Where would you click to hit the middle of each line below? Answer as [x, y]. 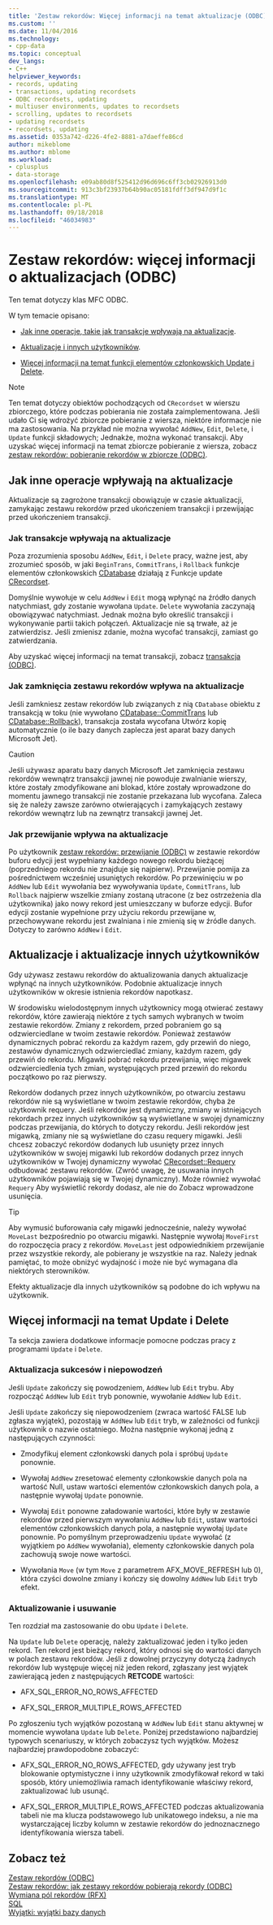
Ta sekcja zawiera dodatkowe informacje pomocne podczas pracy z [122, 1340]
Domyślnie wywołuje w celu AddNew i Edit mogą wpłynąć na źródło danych [132, 597]
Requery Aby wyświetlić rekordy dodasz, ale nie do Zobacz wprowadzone [131, 1187]
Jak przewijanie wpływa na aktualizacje [89, 834]
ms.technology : [34, 39]
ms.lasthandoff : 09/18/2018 [56, 212]
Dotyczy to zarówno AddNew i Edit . [65, 929]
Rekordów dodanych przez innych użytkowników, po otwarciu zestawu [127, 1092]
